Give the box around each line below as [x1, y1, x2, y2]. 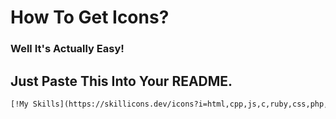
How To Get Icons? [10, 6, 170, 29]
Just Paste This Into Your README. [10, 72, 233, 90]
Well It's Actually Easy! [10, 42, 125, 56]
